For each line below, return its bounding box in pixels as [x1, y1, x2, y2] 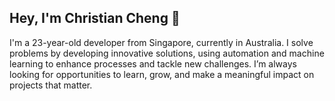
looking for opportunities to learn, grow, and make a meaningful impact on [9, 68, 315, 80]
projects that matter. [9, 79, 93, 91]
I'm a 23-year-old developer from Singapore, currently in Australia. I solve [9, 36, 314, 48]
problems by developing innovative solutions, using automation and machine [9, 47, 325, 59]
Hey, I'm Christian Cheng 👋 [9, 10, 181, 27]
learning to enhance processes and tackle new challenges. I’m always [9, 57, 297, 70]
